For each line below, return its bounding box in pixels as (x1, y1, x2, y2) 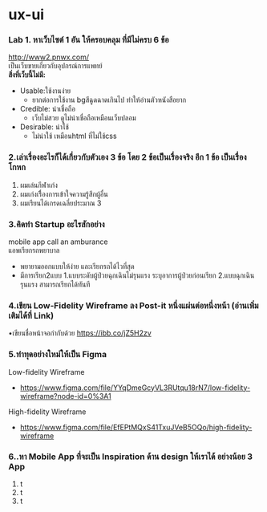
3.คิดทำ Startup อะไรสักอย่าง (8, 218, 106, 230)
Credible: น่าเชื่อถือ (19, 104, 76, 114)
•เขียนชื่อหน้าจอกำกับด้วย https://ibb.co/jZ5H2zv (8, 328, 152, 338)
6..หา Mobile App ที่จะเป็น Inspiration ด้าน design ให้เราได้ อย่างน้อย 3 (8, 451, 253, 462)
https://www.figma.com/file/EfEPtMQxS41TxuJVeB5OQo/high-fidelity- (19, 422, 253, 432)
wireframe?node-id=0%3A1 (19, 391, 111, 400)
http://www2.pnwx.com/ (8, 52, 90, 62)
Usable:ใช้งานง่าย (19, 86, 71, 95)
